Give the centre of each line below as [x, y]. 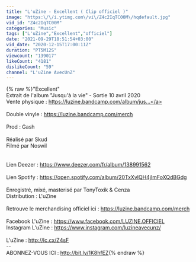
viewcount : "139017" [32, 56]
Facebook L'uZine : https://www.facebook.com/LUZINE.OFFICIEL [85, 221]
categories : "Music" [32, 28]
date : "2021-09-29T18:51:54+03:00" [50, 39]
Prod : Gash [20, 127]
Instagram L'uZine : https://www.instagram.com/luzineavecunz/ [83, 228]
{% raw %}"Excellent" [33, 89]
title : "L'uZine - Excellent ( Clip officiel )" [67, 12]
